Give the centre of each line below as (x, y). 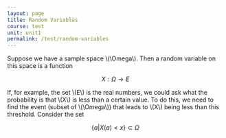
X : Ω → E (115, 79)
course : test (26, 26)
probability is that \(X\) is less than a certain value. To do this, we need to (111, 100)
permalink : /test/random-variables (58, 39)
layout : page (26, 13)
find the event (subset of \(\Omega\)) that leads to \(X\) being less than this (113, 107)
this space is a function (40, 66)
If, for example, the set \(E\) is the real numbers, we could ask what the (108, 93)
